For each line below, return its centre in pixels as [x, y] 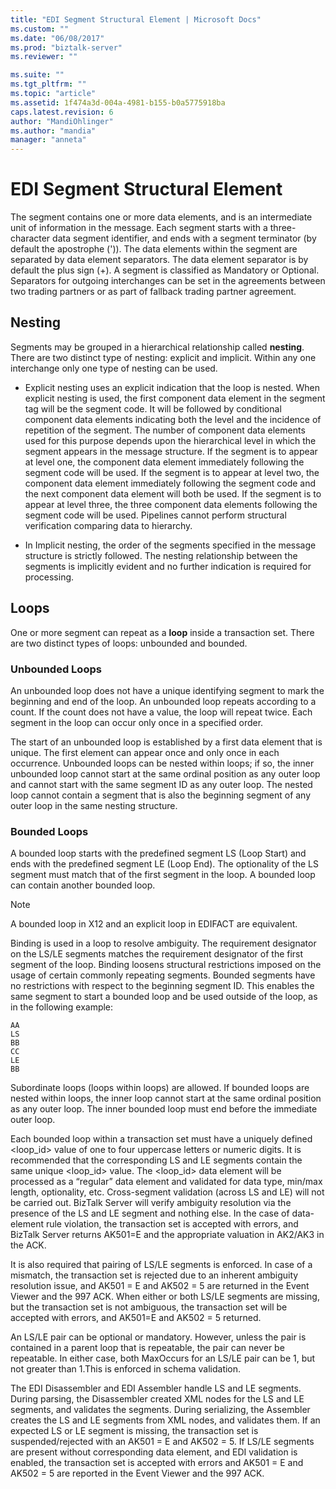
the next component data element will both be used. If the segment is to [173, 493]
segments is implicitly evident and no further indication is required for [168, 566]
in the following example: [62, 1007]
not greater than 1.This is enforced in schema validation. [126, 1369]
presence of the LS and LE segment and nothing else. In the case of [150, 1213]
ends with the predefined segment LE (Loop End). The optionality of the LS [164, 864]
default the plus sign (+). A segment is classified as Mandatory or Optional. [165, 270]
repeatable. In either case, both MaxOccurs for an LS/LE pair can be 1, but [163, 1358]
